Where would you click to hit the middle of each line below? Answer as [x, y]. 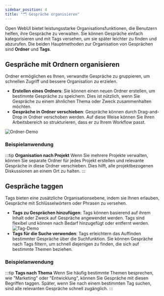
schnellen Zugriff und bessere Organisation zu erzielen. [61, 81]
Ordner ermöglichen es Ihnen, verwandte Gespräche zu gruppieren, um [78, 76]
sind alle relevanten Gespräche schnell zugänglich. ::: [59, 288]
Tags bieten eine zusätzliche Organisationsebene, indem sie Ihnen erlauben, [82, 198]
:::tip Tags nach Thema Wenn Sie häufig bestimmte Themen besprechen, [79, 272]
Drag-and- [149, 112]
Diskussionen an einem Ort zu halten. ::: [45, 171]
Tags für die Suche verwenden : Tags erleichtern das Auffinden [77, 234]
